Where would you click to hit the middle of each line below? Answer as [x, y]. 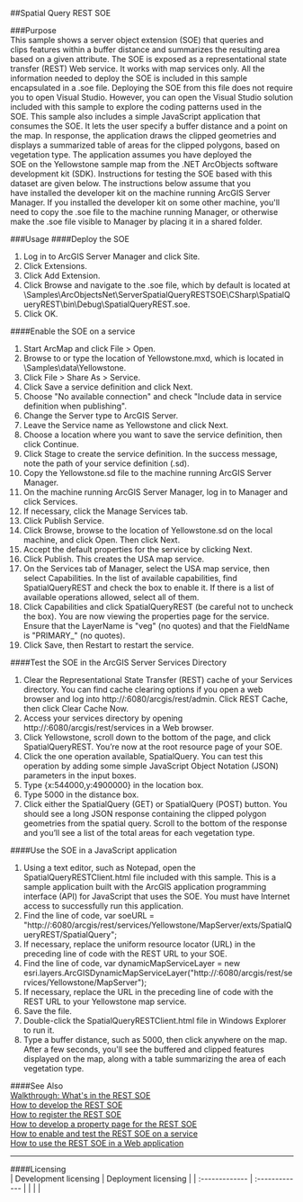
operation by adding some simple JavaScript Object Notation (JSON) [151, 766]
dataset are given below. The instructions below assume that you [130, 183]
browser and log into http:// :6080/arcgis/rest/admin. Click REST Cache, [156, 699]
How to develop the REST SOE [67, 1105]
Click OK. [40, 314]
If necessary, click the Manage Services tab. [105, 511]
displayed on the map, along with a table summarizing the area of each [155, 1059]
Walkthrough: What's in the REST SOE [80, 1095]
